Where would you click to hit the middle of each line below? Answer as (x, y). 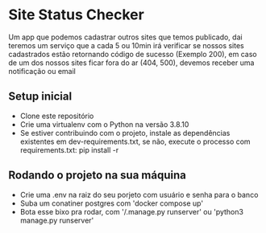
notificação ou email (42, 71)
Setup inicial (40, 97)
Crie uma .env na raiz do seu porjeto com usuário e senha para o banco (139, 194)
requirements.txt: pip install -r (69, 149)
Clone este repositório (57, 116)
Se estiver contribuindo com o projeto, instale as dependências (125, 133)
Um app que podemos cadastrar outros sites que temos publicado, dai (126, 37)
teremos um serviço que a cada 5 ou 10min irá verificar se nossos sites (126, 45)
